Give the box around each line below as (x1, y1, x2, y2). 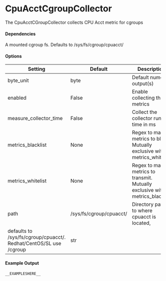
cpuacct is (131, 214, 157, 221)
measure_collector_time (7, 115, 63, 122)
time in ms (131, 121, 156, 128)
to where (131, 207, 153, 214)
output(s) (131, 80, 154, 87)
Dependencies (5, 31, 36, 37)
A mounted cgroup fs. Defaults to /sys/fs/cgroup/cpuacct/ (5, 42, 124, 48)
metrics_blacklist (7, 142, 47, 149)
